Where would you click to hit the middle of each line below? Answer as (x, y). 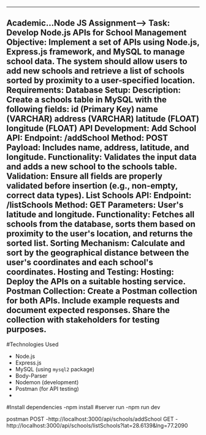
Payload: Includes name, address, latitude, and (98, 148)
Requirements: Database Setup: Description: (93, 90)
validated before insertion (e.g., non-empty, (92, 186)
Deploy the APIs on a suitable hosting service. (96, 282)
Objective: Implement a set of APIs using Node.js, (103, 43)
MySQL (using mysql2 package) (55, 369)
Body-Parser (31, 376)
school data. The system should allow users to (97, 62)
